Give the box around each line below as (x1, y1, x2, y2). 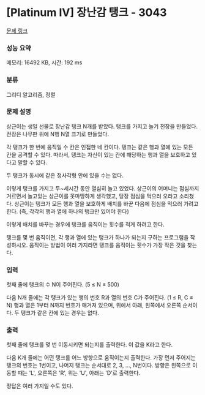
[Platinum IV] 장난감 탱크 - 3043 (6, 6, 167, 20)
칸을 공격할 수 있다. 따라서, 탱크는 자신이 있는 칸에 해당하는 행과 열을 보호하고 (6, 151, 191, 158)
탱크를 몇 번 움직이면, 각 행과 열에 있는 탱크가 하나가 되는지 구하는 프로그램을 (6, 233, 189, 241)
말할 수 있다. (17, 159, 48, 166)
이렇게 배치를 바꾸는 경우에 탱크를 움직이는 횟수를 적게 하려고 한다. (6, 220, 165, 228)
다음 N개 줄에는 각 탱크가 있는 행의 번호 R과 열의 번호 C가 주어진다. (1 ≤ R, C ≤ (6, 294, 194, 301)
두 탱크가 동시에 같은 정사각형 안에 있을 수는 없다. (6, 171, 124, 179)
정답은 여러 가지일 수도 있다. (6, 382, 73, 389)
